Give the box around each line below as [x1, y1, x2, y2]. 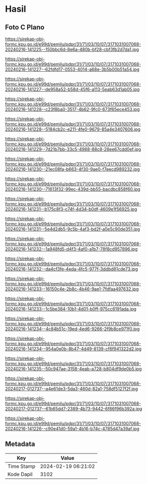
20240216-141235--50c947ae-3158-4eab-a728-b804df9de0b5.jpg [5, 366, 142, 371]
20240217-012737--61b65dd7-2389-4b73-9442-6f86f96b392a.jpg [5, 406, 143, 411]
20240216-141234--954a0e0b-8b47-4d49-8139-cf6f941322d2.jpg [5, 346, 142, 352]
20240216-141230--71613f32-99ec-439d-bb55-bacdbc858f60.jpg [5, 186, 141, 192]
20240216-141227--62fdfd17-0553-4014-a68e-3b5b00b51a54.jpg [5, 66, 140, 72]
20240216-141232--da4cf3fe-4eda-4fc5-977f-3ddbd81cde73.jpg [5, 266, 138, 272]
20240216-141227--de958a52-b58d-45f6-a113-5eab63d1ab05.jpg [5, 86, 140, 92]
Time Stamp [7, 463, 36, 470]
